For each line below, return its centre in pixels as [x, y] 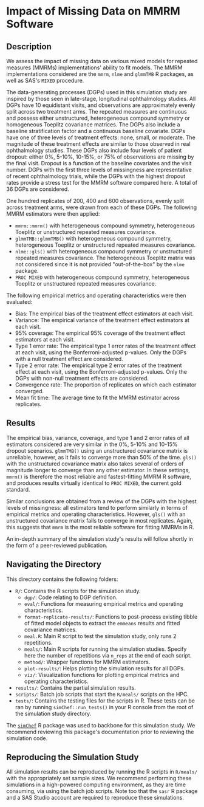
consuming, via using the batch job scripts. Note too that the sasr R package [102, 791]
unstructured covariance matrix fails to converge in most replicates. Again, [100, 520]
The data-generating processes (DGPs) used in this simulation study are [97, 92]
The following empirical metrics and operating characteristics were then [96, 295]
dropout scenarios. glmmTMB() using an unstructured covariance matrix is [97, 450]
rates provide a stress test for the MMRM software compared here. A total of [102, 183]
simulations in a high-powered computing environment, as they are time [96, 785]
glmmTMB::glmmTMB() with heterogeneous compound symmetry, [93, 239]
